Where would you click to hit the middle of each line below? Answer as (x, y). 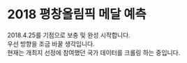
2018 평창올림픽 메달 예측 (77, 14)
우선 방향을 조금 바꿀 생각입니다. (51, 43)
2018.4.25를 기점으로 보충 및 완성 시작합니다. (69, 35)
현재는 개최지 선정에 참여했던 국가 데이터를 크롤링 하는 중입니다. (94, 52)
